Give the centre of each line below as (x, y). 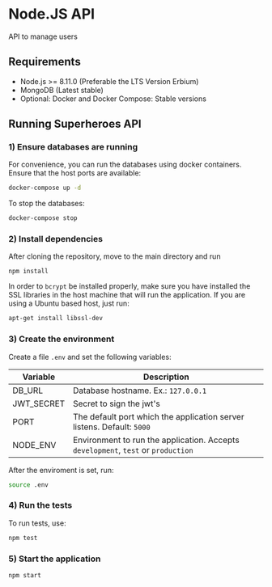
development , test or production (133, 450)
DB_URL (28, 391)
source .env (28, 485)
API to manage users (43, 36)
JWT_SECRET (39, 403)
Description (166, 377)
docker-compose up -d (45, 188)
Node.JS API (52, 14)
